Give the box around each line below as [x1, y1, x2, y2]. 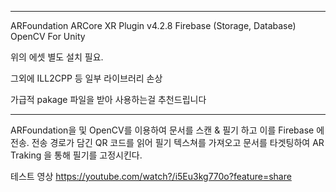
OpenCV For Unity [10, 31, 86, 42]
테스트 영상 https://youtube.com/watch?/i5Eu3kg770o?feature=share [10, 171, 292, 182]
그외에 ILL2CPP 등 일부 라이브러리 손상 [10, 72, 163, 84]
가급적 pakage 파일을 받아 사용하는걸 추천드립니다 [10, 94, 207, 105]
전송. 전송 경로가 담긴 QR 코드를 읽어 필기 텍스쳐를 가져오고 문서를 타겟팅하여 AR [10, 137, 325, 148]
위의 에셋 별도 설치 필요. [10, 51, 104, 63]
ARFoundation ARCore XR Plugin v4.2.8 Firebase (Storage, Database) [10, 20, 297, 31]
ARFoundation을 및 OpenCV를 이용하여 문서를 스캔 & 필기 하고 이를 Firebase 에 [10, 124, 325, 136]
